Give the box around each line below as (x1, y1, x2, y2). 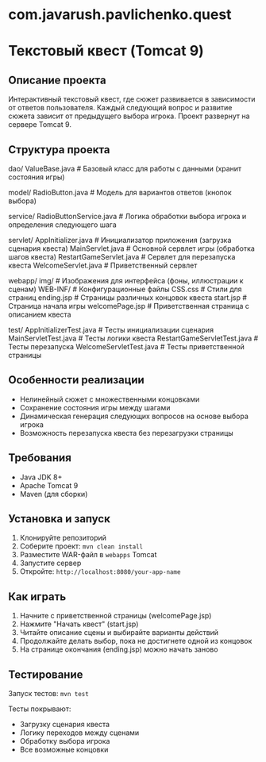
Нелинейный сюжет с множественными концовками (19, 394, 200, 404)
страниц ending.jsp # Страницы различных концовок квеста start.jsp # (8, 293, 248, 302)
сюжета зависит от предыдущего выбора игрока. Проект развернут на (8, 111, 250, 121)
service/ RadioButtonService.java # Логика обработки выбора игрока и (8, 212, 247, 221)
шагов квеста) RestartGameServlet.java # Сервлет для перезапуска (8, 252, 236, 261)
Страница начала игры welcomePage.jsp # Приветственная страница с (8, 302, 250, 310)
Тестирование (8, 668, 83, 681)
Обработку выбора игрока (19, 737, 110, 746)
